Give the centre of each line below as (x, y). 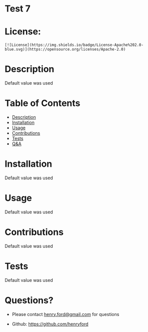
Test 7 (18, 9)
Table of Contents (42, 103)
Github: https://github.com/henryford (50, 324)
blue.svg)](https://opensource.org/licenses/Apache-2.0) (65, 50)
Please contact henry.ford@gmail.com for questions (65, 314)
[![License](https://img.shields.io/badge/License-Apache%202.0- (74, 45)
